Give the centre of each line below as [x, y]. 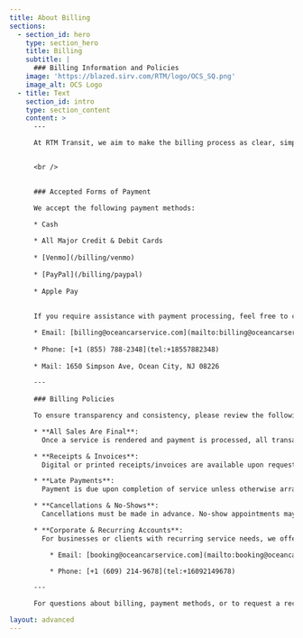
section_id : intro [60, 101]
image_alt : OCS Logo [64, 85]
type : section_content [68, 110]
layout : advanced [42, 620]
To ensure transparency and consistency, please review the [148, 415]
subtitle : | [48, 59]
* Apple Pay [55, 291]
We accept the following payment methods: [114, 208]
